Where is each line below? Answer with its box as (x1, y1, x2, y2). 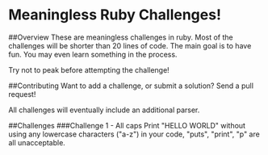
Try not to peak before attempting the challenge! (8, 65, 170, 74)
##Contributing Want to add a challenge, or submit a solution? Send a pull (8, 81, 254, 90)
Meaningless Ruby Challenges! (8, 6, 222, 24)
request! (8, 89, 36, 98)
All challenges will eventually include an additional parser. (8, 105, 200, 115)
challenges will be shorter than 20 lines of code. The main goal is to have (8, 40, 252, 50)
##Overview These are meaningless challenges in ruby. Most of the (8, 32, 234, 42)
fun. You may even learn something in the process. (8, 49, 178, 59)
